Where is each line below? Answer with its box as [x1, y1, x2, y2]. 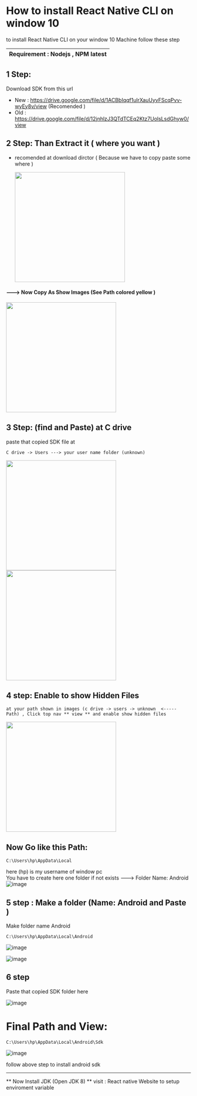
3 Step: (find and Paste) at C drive [6, 422, 132, 432]
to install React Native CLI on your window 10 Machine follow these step [6, 36, 180, 43]
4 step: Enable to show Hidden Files [6, 691, 140, 701]
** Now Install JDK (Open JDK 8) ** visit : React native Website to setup [6, 1078, 180, 1085]
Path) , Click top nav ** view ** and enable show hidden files [6, 711, 167, 717]
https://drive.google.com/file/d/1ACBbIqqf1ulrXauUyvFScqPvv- [30, 96, 182, 103]
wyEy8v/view [14, 103, 47, 110]
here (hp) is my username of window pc [6, 868, 103, 875]
